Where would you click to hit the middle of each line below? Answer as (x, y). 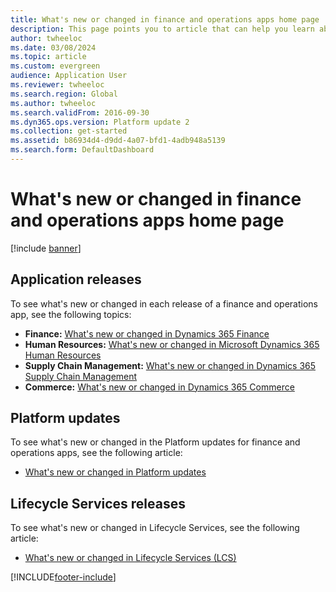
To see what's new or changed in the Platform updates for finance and (155, 442)
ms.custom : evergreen (55, 66)
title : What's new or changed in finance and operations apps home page (165, 19)
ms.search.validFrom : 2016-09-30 (80, 112)
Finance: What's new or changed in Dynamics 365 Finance (147, 333)
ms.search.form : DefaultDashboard (82, 150)
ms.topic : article (48, 57)
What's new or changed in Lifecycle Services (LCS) (130, 558)
